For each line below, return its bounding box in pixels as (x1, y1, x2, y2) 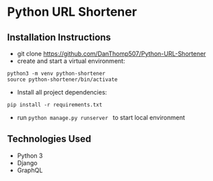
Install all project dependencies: (16, 88, 108, 96)
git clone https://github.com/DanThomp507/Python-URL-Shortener (16, 49, 207, 58)
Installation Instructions (7, 32, 112, 43)
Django (16, 158, 38, 167)
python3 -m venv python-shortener (7, 70, 106, 77)
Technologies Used (7, 133, 91, 145)
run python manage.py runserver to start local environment (16, 114, 186, 121)
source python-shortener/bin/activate (7, 76, 118, 83)
